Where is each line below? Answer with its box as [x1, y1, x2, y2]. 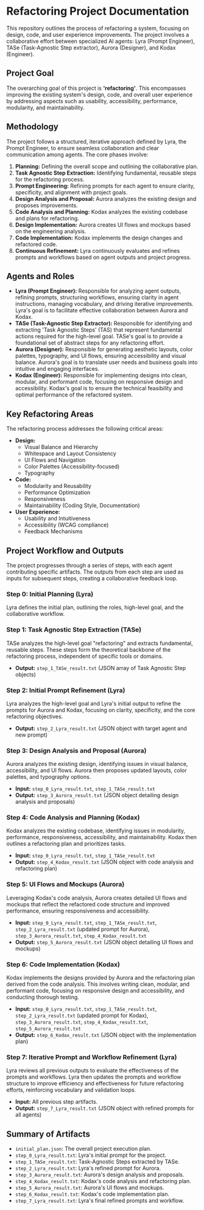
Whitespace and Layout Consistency [24, 450, 117, 457]
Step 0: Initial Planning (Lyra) [6, 589, 94, 598]
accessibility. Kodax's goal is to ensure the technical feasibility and [15, 385, 183, 392]
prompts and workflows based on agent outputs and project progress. [15, 253, 192, 261]
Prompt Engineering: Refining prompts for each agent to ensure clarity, [15, 182, 195, 189]
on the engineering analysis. [15, 227, 86, 235]
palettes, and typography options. [6, 773, 91, 781]
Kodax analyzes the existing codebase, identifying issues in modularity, [6, 827, 186, 834]
